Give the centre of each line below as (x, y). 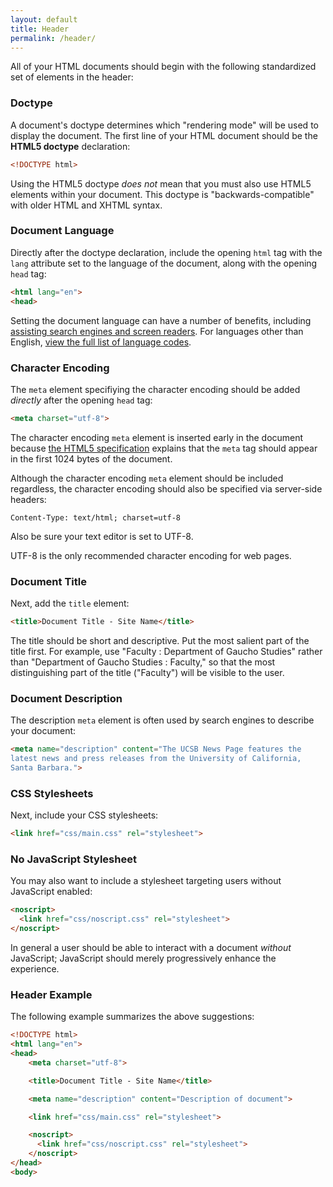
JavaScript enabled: (51, 892)
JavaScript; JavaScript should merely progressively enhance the (143, 958)
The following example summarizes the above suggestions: (132, 1017)
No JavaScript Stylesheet (73, 859)
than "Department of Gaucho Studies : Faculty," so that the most (143, 662)
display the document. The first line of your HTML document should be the (164, 135)
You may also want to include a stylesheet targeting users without (146, 881)
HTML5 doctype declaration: (70, 146)
